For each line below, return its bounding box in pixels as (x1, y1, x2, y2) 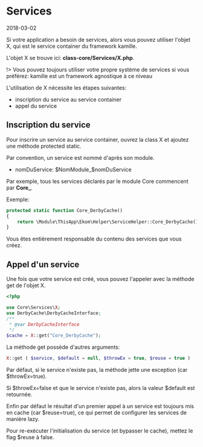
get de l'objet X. (6, 282, 46, 289)
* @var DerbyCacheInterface (8, 321, 80, 328)
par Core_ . (6, 184, 33, 191)
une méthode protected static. (6, 142, 82, 150)
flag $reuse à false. (6, 434, 54, 441)
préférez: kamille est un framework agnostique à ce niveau (6, 72, 153, 79)
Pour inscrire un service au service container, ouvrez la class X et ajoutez (6, 136, 189, 143)
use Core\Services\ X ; (6, 304, 61, 310)
